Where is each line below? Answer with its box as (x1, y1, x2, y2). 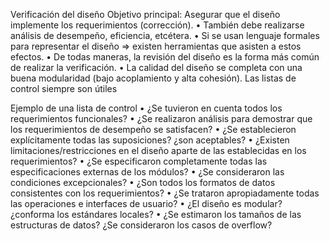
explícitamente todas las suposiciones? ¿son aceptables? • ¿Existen (10, 134, 290, 146)
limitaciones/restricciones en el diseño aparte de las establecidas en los (10, 145, 307, 156)
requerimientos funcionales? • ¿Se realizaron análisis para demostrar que (10, 113, 313, 124)
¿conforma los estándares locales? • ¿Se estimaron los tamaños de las (10, 209, 302, 220)
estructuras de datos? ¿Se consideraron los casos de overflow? (10, 219, 273, 231)
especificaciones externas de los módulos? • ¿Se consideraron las (10, 166, 285, 178)
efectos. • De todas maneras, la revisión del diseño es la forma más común (10, 51, 320, 63)
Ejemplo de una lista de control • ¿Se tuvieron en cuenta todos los (10, 102, 283, 114)
